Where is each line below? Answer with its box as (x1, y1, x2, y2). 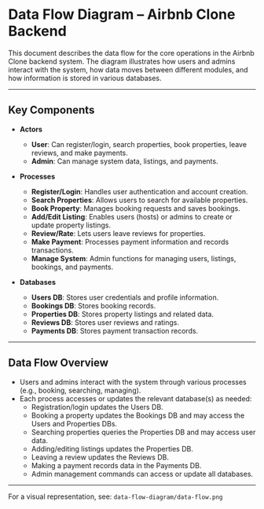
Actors (19, 124, 43, 134)
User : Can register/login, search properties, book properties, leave (31, 139, 247, 149)
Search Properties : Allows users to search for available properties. (31, 195, 248, 205)
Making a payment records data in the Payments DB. (31, 460, 202, 470)
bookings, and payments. (31, 262, 114, 271)
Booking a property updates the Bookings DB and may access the (31, 411, 245, 420)
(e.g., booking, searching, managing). (19, 385, 141, 395)
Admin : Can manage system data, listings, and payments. (31, 156, 218, 166)
